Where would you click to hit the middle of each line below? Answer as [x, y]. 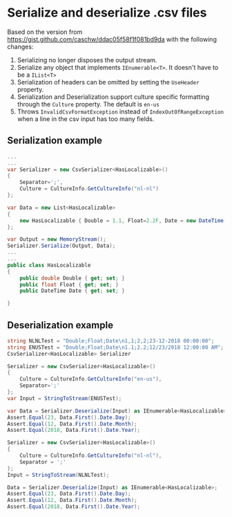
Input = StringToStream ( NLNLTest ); [58, 475]
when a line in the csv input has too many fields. [86, 118]
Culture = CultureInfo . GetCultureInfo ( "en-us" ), [91, 379]
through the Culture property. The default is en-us [88, 104]
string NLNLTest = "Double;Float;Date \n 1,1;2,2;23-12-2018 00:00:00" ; [111, 341]
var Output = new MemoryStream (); [57, 239]
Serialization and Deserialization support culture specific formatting [113, 97]
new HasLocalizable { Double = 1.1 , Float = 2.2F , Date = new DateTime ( [123, 220]
